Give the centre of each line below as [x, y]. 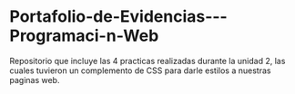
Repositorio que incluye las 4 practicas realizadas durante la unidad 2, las [147, 61]
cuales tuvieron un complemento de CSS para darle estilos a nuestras [140, 70]
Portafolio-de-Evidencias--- [118, 17]
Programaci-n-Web [84, 36]
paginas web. [35, 80]
